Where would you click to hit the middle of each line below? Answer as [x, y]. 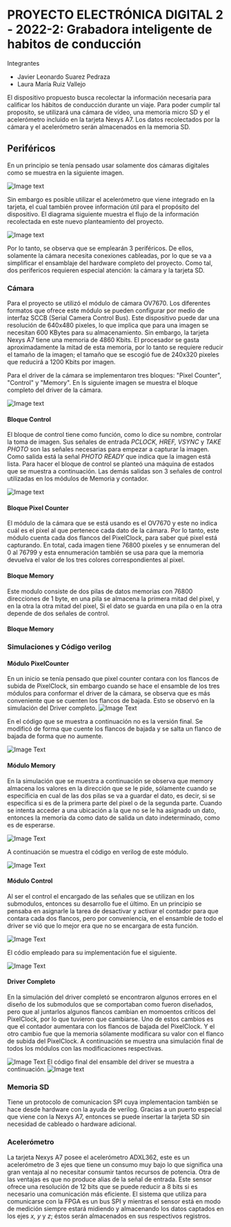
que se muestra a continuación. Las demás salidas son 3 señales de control [115, 471]
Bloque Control [29, 419]
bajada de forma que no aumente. [55, 736]
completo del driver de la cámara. [55, 390]
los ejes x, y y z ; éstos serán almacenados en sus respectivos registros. [109, 1216]
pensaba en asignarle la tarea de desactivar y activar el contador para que [113, 911]
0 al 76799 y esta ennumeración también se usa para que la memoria [106, 552]
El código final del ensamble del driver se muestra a [121, 1062]
